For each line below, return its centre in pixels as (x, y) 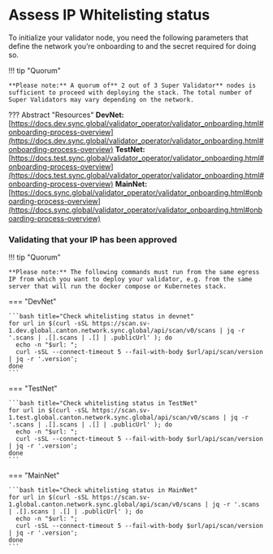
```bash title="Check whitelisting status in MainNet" (103, 491)
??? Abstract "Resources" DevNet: (66, 115)
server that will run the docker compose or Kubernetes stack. (118, 286)
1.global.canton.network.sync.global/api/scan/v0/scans (105, 505)
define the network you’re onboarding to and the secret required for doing (132, 46)
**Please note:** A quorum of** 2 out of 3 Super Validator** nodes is (132, 85)
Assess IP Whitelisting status (109, 15)
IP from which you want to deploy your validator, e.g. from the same (130, 279)
